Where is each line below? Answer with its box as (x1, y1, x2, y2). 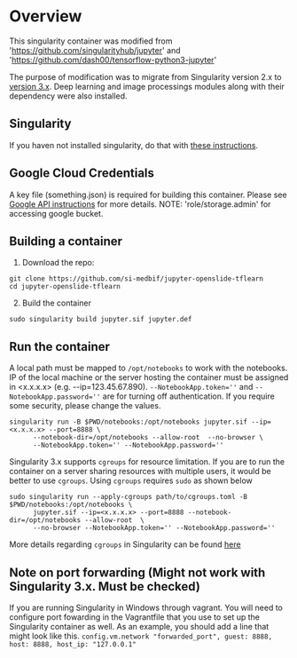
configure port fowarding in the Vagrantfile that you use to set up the (9, 612, 260, 622)
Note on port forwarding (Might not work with (9, 565, 266, 580)
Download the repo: (21, 258, 95, 268)
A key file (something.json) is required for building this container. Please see (9, 189, 287, 200)
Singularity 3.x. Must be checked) (9, 579, 201, 594)
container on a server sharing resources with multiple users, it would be (9, 466, 272, 477)
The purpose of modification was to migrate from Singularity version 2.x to (9, 71, 282, 82)
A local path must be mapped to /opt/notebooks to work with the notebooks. (9, 362, 288, 374)
